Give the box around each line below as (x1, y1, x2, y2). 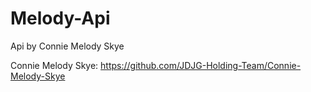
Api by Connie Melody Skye (10, 40, 125, 52)
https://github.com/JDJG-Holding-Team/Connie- (100, 59, 302, 71)
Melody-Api (10, 7, 111, 30)
